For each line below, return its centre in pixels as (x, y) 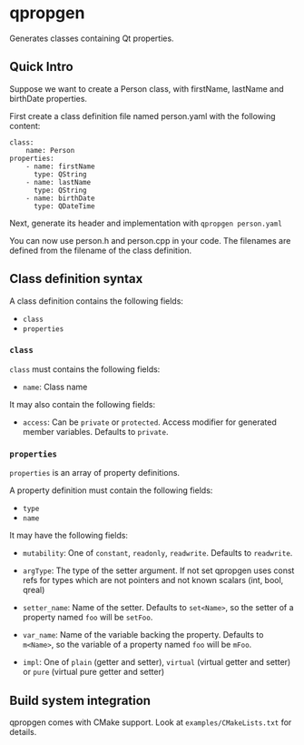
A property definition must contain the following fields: (111, 490)
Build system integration (80, 700)
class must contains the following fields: (85, 369)
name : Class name (55, 387)
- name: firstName (60, 166)
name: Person (50, 150)
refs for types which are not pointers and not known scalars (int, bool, (153, 580)
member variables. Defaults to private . (95, 431)
